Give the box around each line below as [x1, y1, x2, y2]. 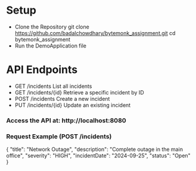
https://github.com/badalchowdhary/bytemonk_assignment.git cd [14, 29, 176, 36]
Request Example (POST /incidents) [6, 132, 112, 140]
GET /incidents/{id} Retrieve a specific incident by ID [14, 88, 144, 96]
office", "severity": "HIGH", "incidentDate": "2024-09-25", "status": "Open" [6, 152, 191, 159]
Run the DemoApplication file [14, 42, 86, 49]
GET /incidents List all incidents [14, 83, 92, 90]
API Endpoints [6, 63, 78, 77]
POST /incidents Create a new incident [14, 95, 110, 102]
